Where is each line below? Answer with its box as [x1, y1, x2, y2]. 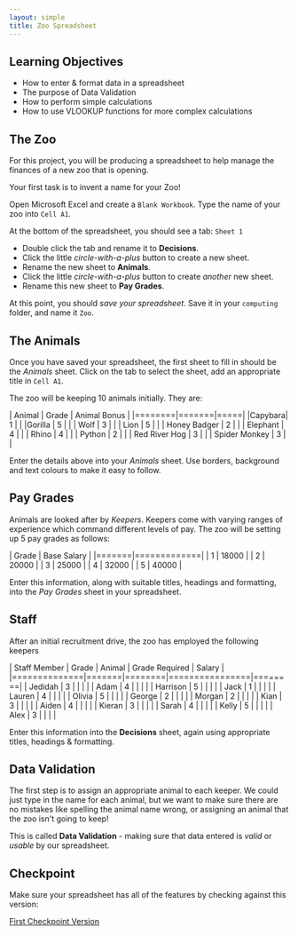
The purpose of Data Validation [21, 87, 137, 98]
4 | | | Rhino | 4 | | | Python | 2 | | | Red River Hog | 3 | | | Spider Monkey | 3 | [9, 428, 286, 440]
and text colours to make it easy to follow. [9, 464, 161, 475]
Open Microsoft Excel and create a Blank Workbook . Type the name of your [9, 199, 281, 210]
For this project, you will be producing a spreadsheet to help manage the [9, 155, 275, 166]
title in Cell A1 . [9, 375, 64, 386]
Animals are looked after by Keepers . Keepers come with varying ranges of [9, 514, 284, 525]
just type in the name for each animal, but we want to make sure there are [9, 795, 278, 805]
